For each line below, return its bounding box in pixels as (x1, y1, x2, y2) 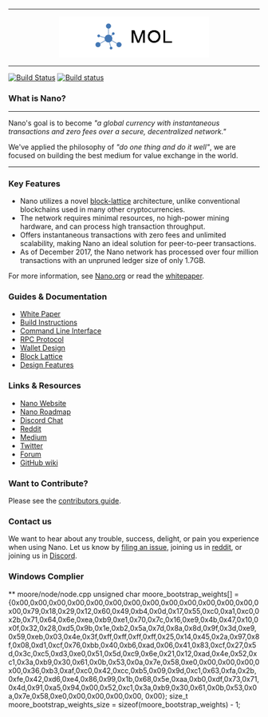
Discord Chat (19, 415, 64, 424)
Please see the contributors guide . (8, 496, 121, 506)
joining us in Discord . (8, 551, 77, 560)
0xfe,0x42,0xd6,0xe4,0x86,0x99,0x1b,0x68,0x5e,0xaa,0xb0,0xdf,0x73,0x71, (8, 674, 259, 683)
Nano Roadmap (19, 407, 72, 416)
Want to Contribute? (8, 477, 89, 488)
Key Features (8, 177, 61, 189)
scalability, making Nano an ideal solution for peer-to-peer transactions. (19, 239, 257, 249)
